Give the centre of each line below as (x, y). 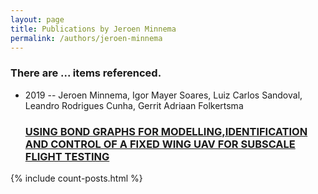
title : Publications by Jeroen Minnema (93, 29)
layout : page (37, 19)
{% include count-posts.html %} (76, 178)
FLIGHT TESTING (67, 156)
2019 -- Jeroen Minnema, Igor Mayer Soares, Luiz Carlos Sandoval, (163, 95)
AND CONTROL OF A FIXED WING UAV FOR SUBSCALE (160, 144)
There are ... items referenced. (86, 73)
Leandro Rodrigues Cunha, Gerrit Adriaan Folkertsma (134, 105)
